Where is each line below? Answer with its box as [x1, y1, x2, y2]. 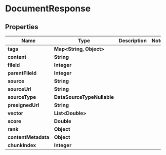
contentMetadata [7, 134, 49, 141]
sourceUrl [7, 86, 32, 92]
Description [118, 38, 147, 44]
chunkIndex [7, 142, 36, 149]
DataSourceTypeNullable [54, 94, 114, 100]
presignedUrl [7, 102, 40, 109]
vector [7, 110, 24, 116]
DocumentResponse [5, 3, 91, 14]
